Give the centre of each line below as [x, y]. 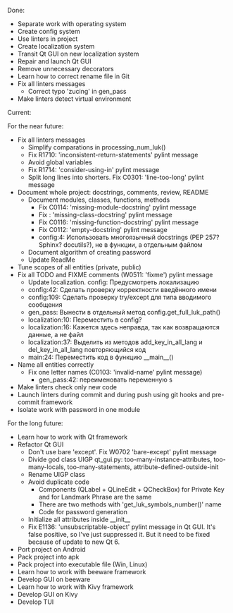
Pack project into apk [48, 557]
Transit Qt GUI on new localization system [78, 54]
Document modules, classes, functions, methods [99, 200]
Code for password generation [83, 512]
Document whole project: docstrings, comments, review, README [113, 192]
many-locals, [47, 467]
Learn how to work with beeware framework [82, 572]
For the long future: [35, 423]
